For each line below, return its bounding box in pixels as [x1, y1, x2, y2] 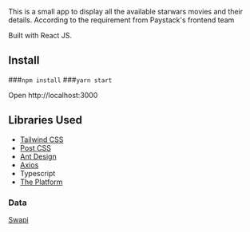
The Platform [19, 177, 63, 187]
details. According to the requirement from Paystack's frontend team [8, 15, 235, 25]
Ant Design [19, 151, 58, 161]
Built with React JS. [8, 31, 73, 40]
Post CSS [19, 143, 52, 152]
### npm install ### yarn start [8, 75, 113, 85]
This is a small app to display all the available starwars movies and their [8, 7, 244, 16]
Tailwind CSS [19, 135, 64, 144]
